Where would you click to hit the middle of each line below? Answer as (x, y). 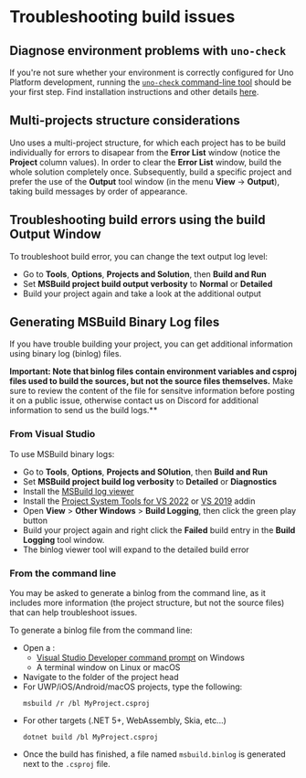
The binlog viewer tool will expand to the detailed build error (136, 549)
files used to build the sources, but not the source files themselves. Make (152, 381)
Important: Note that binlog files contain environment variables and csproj (153, 371)
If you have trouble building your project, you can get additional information (152, 344)
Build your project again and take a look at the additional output (142, 293)
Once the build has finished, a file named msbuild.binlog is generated (154, 754)
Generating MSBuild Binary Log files (115, 322)
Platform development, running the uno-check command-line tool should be (151, 82)
